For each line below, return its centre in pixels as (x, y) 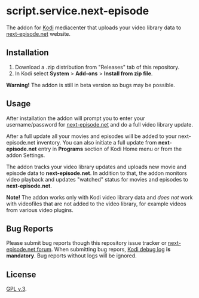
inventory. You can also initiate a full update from (97, 142)
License (21, 274)
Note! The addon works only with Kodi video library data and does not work (99, 197)
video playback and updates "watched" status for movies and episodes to (97, 179)
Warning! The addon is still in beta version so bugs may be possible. (91, 85)
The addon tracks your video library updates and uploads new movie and (96, 167)
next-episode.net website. (38, 33)
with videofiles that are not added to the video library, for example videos (96, 204)
